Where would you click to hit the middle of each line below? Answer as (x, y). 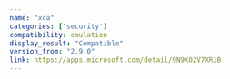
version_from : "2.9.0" (52, 52)
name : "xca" (32, 18)
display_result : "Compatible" (67, 43)
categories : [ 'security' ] (58, 26)
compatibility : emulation (58, 35)
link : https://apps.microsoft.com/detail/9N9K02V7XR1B (115, 60)
